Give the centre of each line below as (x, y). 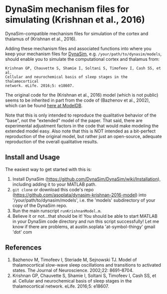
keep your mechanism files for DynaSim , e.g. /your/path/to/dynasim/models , (83, 54)
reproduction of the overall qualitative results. (52, 142)
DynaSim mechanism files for (67, 9)
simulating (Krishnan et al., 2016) (75, 20)
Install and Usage (33, 157)
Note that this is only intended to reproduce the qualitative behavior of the (81, 115)
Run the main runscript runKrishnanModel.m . (57, 211)
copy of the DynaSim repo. (40, 205)
